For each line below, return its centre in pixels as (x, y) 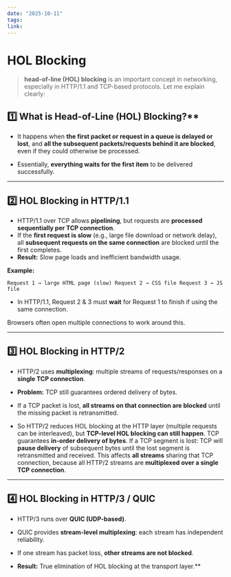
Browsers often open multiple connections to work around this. (96, 322)
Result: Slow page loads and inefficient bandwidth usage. (99, 257)
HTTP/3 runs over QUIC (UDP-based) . (71, 519)
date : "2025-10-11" (35, 13)
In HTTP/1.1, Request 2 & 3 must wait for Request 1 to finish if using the (117, 302)
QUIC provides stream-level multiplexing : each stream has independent (120, 532)
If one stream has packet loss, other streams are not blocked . (105, 553)
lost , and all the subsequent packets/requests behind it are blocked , (116, 144)
